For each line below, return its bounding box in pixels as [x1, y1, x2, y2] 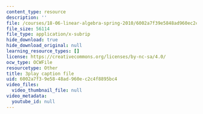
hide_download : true [6, 37, 59, 43]
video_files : [6, 82, 39, 88]
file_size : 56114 [6, 25, 50, 32]
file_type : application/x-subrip [6, 31, 91, 37]
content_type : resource [6, 8, 66, 15]
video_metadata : [6, 93, 47, 99]
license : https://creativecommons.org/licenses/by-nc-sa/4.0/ [6, 54, 166, 60]
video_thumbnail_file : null [11, 87, 83, 93]
